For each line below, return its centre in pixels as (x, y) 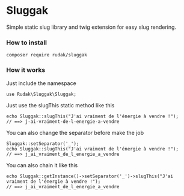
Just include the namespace (41, 83)
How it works (26, 70)
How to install (26, 43)
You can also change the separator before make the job (75, 132)
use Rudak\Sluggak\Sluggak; (41, 94)
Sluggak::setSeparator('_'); (43, 144)
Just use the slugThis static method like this (60, 105)
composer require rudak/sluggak (47, 55)
